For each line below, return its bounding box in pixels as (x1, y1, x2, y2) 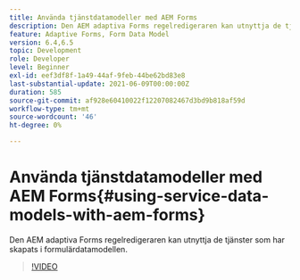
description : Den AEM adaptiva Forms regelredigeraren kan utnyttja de (9, 21, 281, 30)
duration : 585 (9, 87, 62, 96)
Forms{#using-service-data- (48, 186, 270, 206)
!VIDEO (30, 260, 58, 272)
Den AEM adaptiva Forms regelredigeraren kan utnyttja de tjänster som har (9, 234, 286, 245)
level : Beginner (9, 63, 70, 72)
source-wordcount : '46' (9, 112, 98, 121)
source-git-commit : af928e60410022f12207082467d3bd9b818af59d (9, 95, 246, 105)
